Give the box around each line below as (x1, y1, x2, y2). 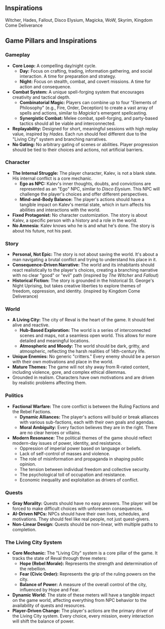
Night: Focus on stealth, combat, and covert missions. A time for (19, 79, 151, 84)
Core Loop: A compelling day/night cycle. (12, 63, 97, 69)
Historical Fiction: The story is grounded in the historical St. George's (12, 277, 154, 283)
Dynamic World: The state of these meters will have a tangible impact (12, 592, 155, 598)
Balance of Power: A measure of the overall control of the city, (19, 582, 147, 588)
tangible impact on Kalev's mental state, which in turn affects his (19, 201, 151, 207)
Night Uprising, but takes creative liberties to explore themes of (12, 283, 141, 289)
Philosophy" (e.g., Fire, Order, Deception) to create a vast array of (19, 105, 154, 111)
